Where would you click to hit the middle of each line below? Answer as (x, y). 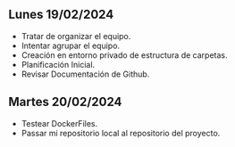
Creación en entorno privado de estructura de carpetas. (124, 55)
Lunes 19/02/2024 (61, 15)
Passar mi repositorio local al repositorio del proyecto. (121, 133)
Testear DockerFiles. (59, 123)
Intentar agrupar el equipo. (71, 45)
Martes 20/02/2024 (65, 102)
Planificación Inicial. (58, 64)
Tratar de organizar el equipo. (76, 36)
